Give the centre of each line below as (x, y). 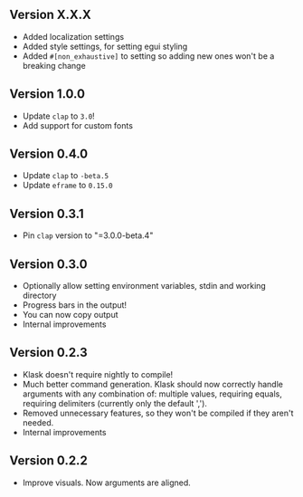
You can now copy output (71, 315)
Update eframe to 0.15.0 (67, 186)
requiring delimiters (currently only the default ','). (115, 403)
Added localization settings (73, 36)
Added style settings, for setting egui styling (105, 46)
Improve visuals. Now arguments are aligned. (107, 483)
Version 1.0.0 (47, 94)
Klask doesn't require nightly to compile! (98, 374)
